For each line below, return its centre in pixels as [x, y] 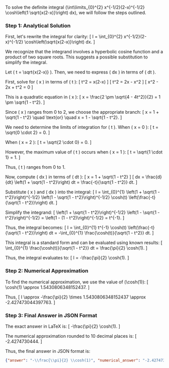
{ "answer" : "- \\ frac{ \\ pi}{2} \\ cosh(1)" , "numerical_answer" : [73, 360]
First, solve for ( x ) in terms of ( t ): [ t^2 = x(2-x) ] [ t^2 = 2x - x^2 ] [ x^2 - [82, 82]
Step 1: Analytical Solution [38, 26]
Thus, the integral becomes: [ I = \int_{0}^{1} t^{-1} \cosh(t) [66, 228]
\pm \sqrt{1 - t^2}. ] [25, 102]
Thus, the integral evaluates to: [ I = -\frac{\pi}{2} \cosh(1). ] [67, 258]
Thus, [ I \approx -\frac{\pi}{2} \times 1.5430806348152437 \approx [75, 297]
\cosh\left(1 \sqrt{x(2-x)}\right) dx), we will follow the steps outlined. [76, 13]
